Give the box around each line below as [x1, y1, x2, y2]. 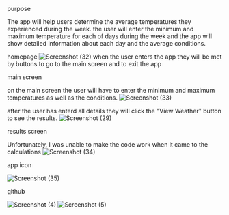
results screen [7, 128, 48, 135]
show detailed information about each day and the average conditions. [7, 40, 206, 47]
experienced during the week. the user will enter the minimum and [7, 25, 194, 33]
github [7, 188, 25, 195]
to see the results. [7, 114, 58, 122]
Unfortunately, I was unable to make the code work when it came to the [7, 141, 208, 148]
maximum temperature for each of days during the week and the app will [7, 32, 213, 40]
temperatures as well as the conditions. [7, 94, 118, 102]
